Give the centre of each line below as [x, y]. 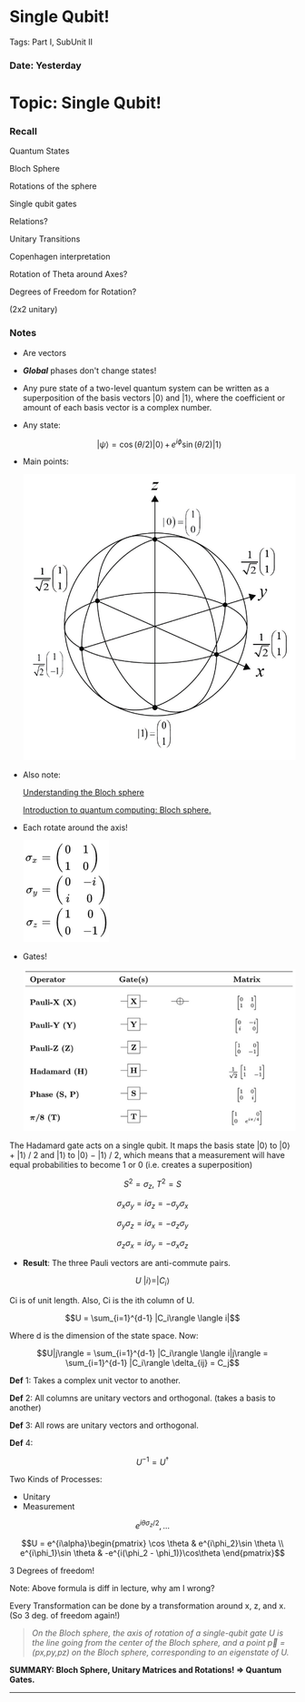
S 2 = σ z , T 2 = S [152, 1184]
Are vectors [44, 352]
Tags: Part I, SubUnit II [51, 42]
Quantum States [39, 151]
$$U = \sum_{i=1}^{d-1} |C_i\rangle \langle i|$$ [152, 1318]
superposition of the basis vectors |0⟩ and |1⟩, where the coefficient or [154, 398]
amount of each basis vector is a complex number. [117, 407]
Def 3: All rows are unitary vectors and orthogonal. [104, 1425]
